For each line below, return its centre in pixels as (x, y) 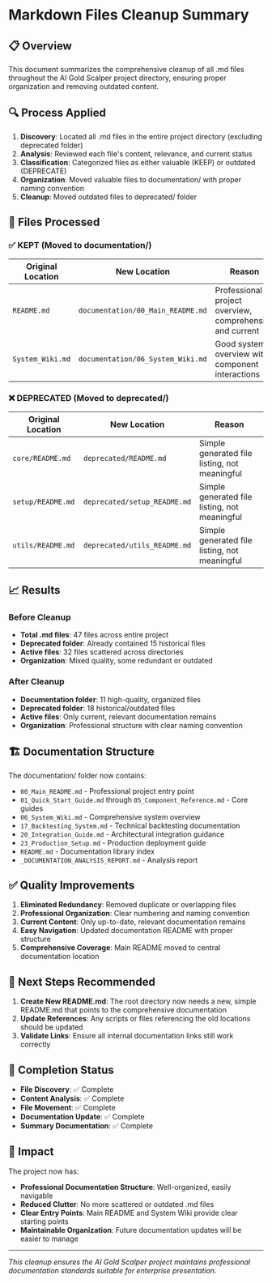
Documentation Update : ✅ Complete (82, 1117)
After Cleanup (36, 682)
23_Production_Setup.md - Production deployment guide (113, 842)
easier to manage (49, 1238)
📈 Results (34, 590)
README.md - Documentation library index (87, 851)
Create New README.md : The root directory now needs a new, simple (138, 1001)
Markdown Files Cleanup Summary (129, 15)
